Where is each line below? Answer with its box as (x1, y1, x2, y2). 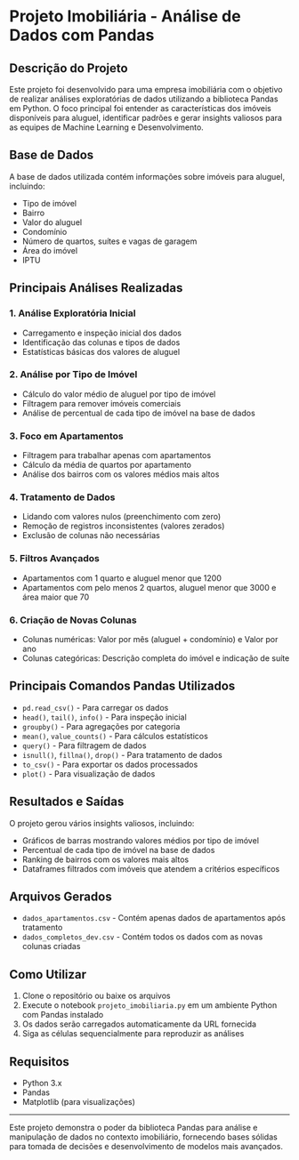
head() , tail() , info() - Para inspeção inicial (21, 712, 187, 722)
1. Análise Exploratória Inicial (9, 307, 136, 319)
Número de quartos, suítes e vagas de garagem (21, 236, 198, 246)
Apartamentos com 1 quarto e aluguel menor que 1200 (21, 572, 222, 584)
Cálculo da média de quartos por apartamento (21, 460, 192, 471)
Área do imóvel (21, 245, 78, 255)
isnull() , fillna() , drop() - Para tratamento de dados (21, 749, 222, 760)
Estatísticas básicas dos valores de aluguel (21, 346, 181, 357)
